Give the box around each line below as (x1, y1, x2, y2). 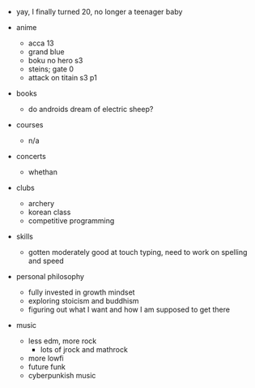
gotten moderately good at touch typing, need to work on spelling (28, 248, 248, 257)
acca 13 (28, 38, 54, 48)
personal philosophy (15, 272, 85, 281)
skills (15, 231, 34, 241)
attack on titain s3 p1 (28, 73, 97, 82)
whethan (28, 167, 58, 177)
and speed (28, 256, 65, 265)
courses (15, 120, 44, 129)
